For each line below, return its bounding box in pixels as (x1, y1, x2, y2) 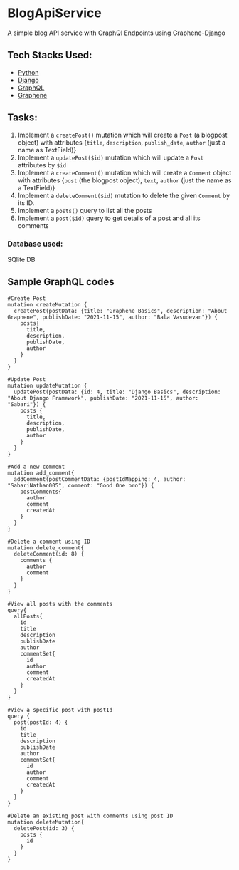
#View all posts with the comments (7, 600, 113, 607)
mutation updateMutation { (7, 382, 87, 389)
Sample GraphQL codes (7, 276, 115, 288)
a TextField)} (17, 183, 55, 192)
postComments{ (20, 488, 62, 495)
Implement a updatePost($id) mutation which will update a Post (17, 153, 204, 162)
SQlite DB (7, 255, 36, 264)
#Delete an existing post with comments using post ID (7, 812, 174, 819)
